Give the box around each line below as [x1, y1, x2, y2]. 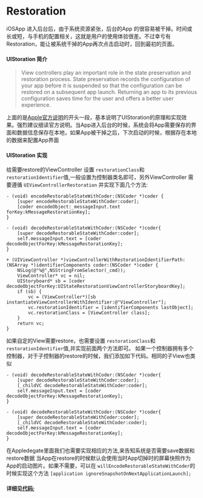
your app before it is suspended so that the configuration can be [21, 82, 182, 89]
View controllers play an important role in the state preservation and [21, 69, 191, 76]
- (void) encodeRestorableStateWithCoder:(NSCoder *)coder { [6, 193, 164, 199]
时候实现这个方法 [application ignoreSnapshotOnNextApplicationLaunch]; [6, 470, 192, 477]
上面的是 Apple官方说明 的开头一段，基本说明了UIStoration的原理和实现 [6, 114, 182, 121]
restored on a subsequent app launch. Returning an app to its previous [21, 88, 198, 96]
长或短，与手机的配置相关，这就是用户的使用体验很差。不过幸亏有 [6, 32, 171, 40]
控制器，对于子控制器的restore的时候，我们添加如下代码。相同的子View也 [6, 353, 191, 360]
